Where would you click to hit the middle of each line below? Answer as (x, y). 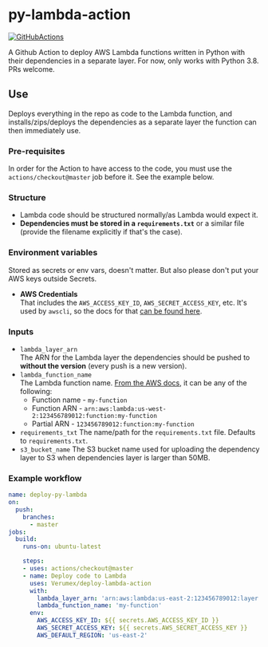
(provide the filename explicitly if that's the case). (101, 232)
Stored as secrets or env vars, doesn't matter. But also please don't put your (134, 270)
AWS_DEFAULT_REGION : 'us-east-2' (93, 635)
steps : (33, 561)
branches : (39, 517)
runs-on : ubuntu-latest (62, 547)
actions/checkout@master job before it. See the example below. (111, 177)
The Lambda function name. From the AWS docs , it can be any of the (133, 383)
